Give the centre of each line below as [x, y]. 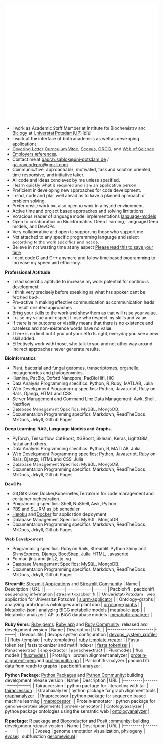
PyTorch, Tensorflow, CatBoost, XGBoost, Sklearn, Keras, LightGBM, [81, 438]
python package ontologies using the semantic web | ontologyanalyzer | [77, 711]
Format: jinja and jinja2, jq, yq [41, 559]
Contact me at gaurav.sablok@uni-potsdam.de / [60, 159]
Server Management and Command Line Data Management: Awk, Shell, [84, 399]
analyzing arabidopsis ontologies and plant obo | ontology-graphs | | [74, 605]
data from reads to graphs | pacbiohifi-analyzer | [54, 666]
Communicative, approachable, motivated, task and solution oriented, [82, 170]
